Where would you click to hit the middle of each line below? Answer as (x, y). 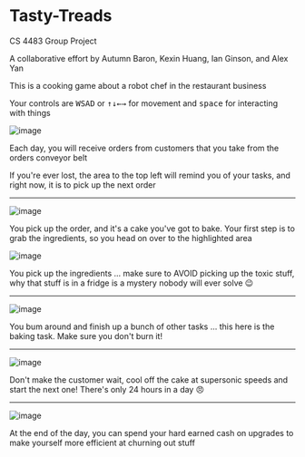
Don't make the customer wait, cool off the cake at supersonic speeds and (149, 379)
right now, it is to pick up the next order (83, 185)
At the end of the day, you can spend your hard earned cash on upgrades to (152, 433)
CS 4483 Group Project (53, 41)
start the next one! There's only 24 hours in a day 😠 (107, 389)
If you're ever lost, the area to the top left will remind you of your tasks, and (150, 175)
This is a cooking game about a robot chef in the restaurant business (138, 85)
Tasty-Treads (61, 16)
